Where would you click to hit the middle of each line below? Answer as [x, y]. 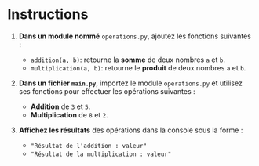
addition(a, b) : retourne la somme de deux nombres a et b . [128, 60]
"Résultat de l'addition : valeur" [88, 146]
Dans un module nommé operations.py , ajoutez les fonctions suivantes [135, 36]
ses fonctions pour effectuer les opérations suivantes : [107, 91]
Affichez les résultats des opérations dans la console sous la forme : [131, 130]
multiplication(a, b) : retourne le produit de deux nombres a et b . [138, 67]
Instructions [48, 14]
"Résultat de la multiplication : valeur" [101, 154]
